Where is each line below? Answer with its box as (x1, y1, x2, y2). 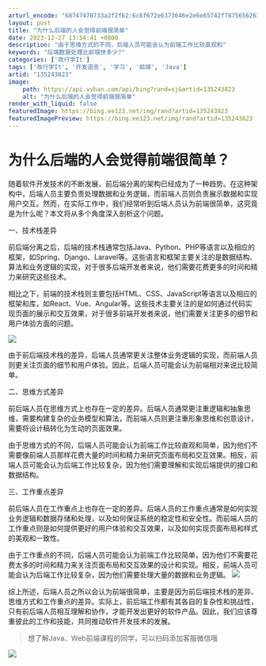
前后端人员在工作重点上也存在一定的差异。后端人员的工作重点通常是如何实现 (8, 504, 258, 513)
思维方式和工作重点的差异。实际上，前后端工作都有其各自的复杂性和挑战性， (8, 596, 258, 606)
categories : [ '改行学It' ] (8, 56, 90, 64)
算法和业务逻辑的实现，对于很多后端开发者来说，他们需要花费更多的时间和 (8, 262, 251, 272)
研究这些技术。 (21, 272, 71, 281)
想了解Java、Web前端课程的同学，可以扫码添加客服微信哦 (27, 633, 218, 642)
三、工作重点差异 (8, 486, 64, 496)
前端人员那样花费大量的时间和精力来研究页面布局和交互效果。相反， (28, 450, 251, 459)
